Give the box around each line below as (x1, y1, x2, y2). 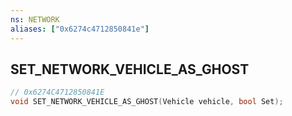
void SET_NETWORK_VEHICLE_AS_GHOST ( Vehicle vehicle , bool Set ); (10, 97, 284, 107)
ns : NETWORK (10, 14, 60, 25)
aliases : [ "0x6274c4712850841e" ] (10, 24, 150, 34)
